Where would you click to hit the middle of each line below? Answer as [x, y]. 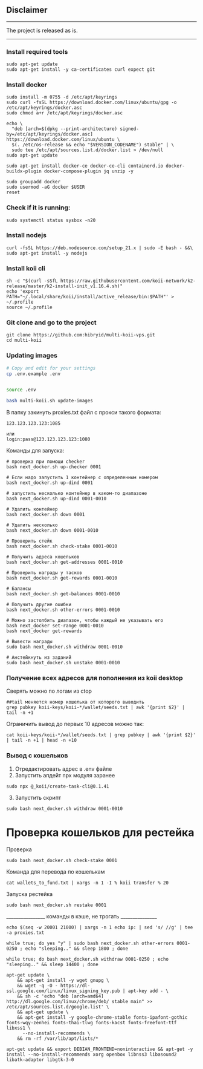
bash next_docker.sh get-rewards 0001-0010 [62, 578]
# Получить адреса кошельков [43, 557]
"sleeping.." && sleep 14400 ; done [52, 964]
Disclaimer [27, 10]
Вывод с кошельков [37, 756]
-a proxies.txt [25, 933]
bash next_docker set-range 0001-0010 [55, 626]
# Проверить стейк [29, 541]
